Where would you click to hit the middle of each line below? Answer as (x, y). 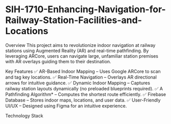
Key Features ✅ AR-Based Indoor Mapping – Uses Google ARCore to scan (83, 71)
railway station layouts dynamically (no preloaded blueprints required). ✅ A (84, 88)
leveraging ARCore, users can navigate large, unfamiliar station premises (82, 56)
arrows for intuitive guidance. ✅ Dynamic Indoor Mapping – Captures (78, 83)
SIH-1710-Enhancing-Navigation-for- (86, 9)
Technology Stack (24, 115)
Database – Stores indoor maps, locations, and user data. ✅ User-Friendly (83, 100)
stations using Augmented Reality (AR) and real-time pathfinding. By (77, 51)
